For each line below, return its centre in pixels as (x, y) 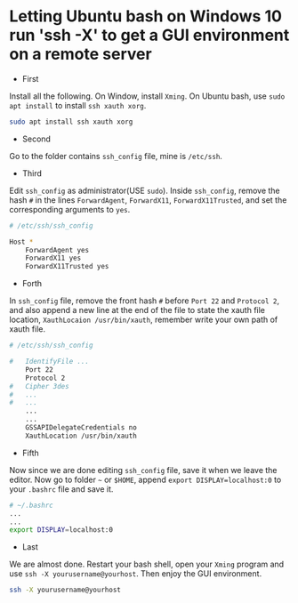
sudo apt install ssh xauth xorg (71, 122)
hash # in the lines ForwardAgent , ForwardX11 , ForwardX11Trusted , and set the (148, 200)
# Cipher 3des (39, 386)
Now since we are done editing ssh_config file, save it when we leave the (143, 470)
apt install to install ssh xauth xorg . (78, 105)
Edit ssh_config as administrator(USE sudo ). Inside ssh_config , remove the (145, 190)
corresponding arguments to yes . (70, 209)
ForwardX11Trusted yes (67, 267)
